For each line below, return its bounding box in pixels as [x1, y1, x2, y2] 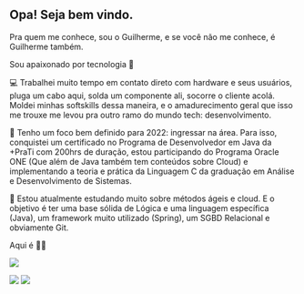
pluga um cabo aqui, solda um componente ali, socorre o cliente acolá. [9, 90, 276, 101]
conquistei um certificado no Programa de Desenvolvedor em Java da [9, 137, 272, 147]
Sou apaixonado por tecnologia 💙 [9, 58, 135, 69]
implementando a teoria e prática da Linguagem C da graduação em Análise [9, 166, 295, 177]
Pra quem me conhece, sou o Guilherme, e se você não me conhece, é [9, 31, 276, 42]
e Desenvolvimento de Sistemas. [9, 175, 132, 186]
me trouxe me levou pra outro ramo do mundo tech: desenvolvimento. [9, 109, 272, 120]
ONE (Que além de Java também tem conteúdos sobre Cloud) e [9, 156, 248, 167]
